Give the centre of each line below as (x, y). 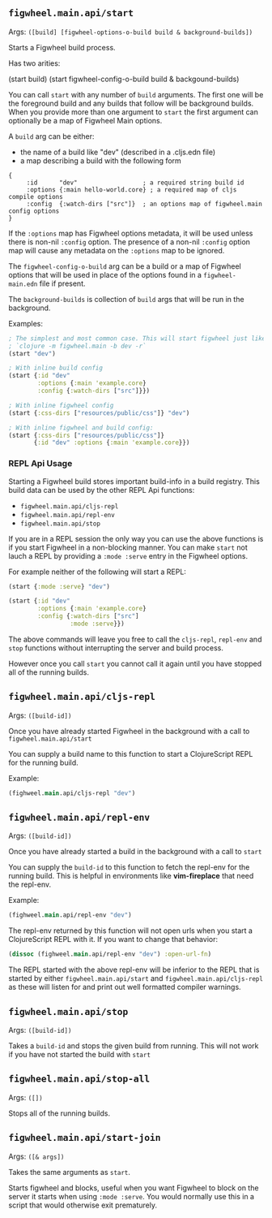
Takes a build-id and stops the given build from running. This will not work (134, 1046)
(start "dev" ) (32, 353)
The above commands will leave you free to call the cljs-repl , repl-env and (135, 639)
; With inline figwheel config (61, 405)
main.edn (23, 284)
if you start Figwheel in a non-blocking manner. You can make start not (128, 547)
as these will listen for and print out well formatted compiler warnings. (125, 987)
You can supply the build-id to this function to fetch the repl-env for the (129, 867)
